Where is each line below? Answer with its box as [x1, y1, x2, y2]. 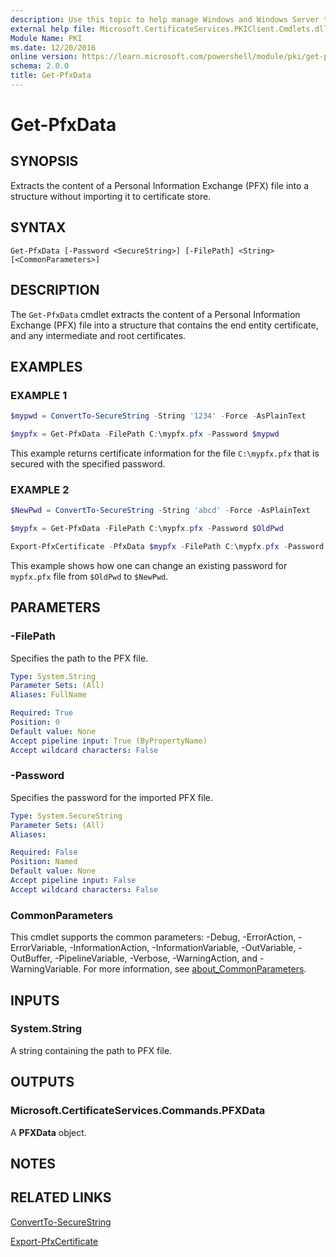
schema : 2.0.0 [10, 61, 70, 71]
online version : [10, 52, 78, 62]
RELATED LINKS [10, 1189, 112, 1206]
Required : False [10, 847, 78, 858]
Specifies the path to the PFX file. [10, 652, 149, 664]
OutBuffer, [10, 952, 53, 965]
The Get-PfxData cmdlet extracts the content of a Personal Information [10, 308, 301, 320]
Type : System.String [10, 671, 97, 681]
